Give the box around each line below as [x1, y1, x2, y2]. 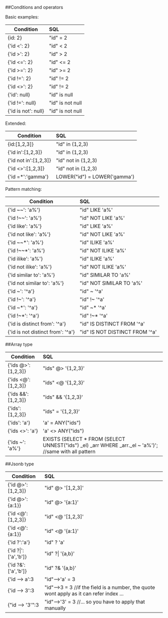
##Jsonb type [5, 461, 34, 467]
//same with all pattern [42, 448, 96, 455]
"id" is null [49, 91, 73, 98]
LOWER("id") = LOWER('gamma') [55, 173, 135, 180]
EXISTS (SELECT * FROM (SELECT [42, 436, 125, 442]
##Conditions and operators [5, 5, 63, 10]
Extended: [5, 120, 26, 126]
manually [44, 604, 66, 611]
